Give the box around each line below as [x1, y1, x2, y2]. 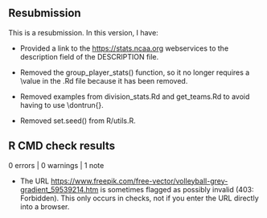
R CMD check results [8, 139, 116, 153]
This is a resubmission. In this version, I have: [8, 27, 158, 37]
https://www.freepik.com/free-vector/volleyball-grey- [51, 176, 228, 186]
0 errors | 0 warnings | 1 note [8, 160, 105, 170]
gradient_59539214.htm [19, 184, 99, 194]
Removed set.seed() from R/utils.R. [19, 116, 136, 125]
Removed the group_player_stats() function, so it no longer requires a [19, 68, 250, 77]
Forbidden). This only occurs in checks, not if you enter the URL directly [19, 193, 259, 203]
